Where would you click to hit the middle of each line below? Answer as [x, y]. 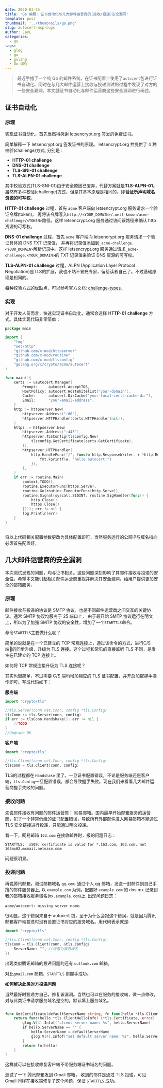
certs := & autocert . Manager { [43, 382]
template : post [20, 18]
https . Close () [45, 504]
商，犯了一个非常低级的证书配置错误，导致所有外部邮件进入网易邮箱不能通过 [81, 819]
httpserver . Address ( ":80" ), [51, 414]
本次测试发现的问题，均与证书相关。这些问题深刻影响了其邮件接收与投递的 [79, 572]
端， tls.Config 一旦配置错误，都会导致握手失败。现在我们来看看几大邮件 [78, 781]
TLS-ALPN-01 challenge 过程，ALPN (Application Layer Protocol [70, 265]
